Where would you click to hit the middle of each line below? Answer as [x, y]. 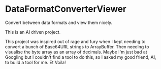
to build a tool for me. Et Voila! [35, 62]
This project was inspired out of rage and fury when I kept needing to [76, 41]
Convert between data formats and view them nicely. [59, 23]
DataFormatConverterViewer [66, 9]
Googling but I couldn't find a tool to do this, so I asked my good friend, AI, [80, 57]
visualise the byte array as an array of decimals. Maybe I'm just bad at [76, 52]
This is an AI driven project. [33, 32]
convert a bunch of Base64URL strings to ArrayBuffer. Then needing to [77, 46]
